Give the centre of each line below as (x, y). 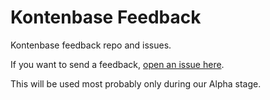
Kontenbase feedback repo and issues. (91, 45)
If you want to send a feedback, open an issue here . (117, 64)
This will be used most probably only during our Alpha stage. (136, 83)
